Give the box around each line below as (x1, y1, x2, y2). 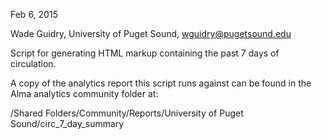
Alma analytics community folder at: (10, 88, 159, 99)
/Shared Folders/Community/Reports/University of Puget (10, 107, 244, 119)
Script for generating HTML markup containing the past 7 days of (10, 47, 280, 59)
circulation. (10, 58, 57, 69)
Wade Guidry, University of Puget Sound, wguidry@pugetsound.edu (10, 28, 292, 39)
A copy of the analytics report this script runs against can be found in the (10, 77, 312, 89)
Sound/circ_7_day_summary (10, 118, 125, 129)
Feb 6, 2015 (10, 9, 58, 20)
